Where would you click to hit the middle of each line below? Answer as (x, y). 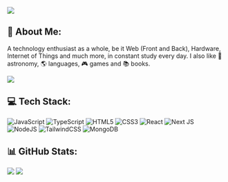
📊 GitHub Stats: (42, 152)
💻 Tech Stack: (39, 102)
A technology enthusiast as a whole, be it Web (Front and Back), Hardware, (114, 48)
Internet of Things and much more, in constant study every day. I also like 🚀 (115, 56)
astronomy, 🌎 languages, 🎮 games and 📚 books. (79, 63)
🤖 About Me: (35, 32)
